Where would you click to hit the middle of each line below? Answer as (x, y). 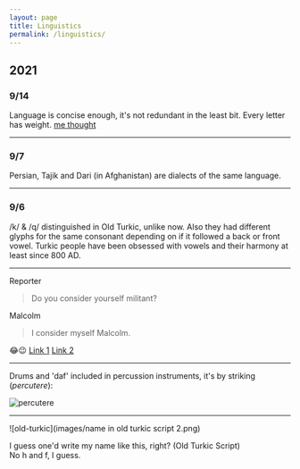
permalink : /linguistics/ (57, 34)
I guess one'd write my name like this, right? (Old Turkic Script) (125, 445)
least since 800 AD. (46, 255)
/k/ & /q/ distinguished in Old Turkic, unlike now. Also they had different (140, 226)
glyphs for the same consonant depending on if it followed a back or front (145, 236)
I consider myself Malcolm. (81, 332)
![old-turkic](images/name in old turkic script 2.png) (105, 428)
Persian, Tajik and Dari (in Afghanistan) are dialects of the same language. (145, 176)
